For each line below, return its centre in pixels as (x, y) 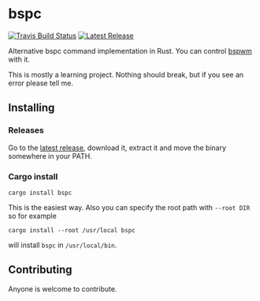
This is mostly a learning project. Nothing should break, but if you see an (126, 74)
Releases (26, 130)
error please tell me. (41, 83)
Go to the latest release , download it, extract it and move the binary (117, 148)
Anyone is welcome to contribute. (63, 288)
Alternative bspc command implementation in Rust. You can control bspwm (130, 51)
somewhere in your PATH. (50, 156)
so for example (32, 216)
